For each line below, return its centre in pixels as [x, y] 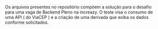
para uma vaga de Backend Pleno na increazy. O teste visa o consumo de [79, 12]
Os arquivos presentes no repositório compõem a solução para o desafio [79, 7]
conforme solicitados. [27, 22]
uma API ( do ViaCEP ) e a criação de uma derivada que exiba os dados [77, 17]
